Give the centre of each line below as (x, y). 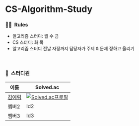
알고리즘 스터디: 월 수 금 (35, 36)
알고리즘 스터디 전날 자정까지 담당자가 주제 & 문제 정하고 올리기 (73, 49)
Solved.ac (47, 87)
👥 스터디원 (17, 73)
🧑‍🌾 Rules (17, 25)
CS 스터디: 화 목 (28, 42)
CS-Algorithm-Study (49, 9)
